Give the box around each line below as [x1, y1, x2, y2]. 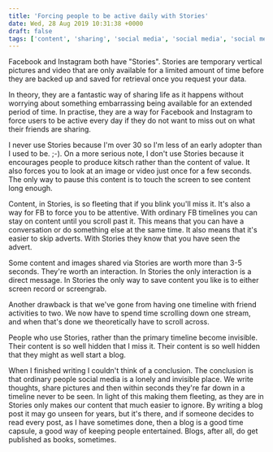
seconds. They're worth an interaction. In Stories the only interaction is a [8, 267, 252, 276]
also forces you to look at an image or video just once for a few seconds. [8, 166, 252, 176]
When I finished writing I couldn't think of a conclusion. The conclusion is [8, 366, 254, 376]
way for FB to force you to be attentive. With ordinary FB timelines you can [8, 208, 258, 218]
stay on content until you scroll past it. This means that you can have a [8, 216, 245, 226]
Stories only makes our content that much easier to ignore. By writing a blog [8, 400, 263, 411]
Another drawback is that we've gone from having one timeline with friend [8, 300, 258, 310]
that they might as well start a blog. [8, 350, 126, 360]
